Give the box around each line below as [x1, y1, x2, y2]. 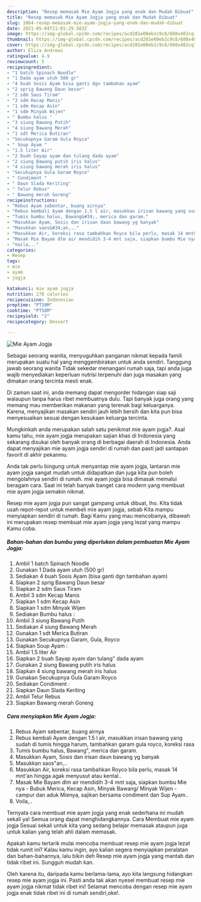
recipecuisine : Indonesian [7, 296, 74, 303]
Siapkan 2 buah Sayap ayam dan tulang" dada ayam [15, 655, 144, 662]
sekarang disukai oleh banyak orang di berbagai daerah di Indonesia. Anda [7, 438, 191, 445]
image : [7, 31, 23, 37]
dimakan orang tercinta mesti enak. [7, 377, 94, 385]
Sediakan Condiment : [15, 680, 70, 687]
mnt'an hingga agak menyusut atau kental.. [15, 772, 122, 779]
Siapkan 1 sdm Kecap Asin [15, 597, 81, 605]
